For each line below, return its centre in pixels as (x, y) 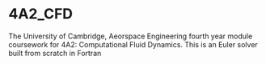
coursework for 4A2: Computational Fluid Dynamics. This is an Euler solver (133, 44)
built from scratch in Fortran (55, 53)
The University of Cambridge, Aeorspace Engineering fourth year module (131, 36)
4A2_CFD (41, 14)
